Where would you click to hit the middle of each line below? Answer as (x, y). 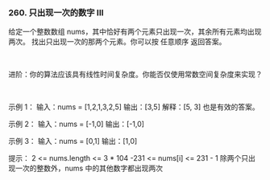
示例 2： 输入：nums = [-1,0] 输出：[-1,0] (77, 124)
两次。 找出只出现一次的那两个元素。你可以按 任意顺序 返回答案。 (117, 42)
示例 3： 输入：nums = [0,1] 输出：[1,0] (73, 141)
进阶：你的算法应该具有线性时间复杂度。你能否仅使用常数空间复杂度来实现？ (135, 75)
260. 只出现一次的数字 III (56, 12)
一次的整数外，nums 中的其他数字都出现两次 (89, 168)
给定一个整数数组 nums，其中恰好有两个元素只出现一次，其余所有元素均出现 (135, 32)
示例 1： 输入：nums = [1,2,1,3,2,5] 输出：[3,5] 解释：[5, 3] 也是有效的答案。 (134, 107)
